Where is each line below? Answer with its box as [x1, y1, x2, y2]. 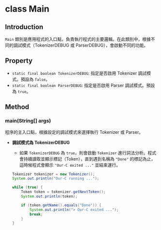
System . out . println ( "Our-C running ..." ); [12, 176, 99, 181]
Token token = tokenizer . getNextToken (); [21, 190, 106, 195]
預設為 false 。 [20, 76, 50, 82]
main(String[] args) [5, 118, 51, 124]
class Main [5, 3, 49, 15]
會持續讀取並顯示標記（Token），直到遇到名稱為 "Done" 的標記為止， [19, 156, 156, 161]
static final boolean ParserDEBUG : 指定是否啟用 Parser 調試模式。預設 [12, 82, 155, 88]
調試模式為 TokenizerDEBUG [12, 140, 70, 145]
